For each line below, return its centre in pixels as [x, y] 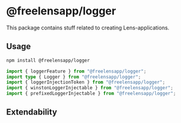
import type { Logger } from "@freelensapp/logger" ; [74, 77]
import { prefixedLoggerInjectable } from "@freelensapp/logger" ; [91, 94]
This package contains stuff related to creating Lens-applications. [88, 28]
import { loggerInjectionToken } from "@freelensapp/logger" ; [86, 82]
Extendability [32, 112]
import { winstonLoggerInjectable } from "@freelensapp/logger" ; [90, 88]
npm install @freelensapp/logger [48, 60]
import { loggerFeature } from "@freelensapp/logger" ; [76, 71]
